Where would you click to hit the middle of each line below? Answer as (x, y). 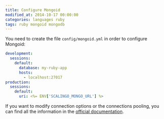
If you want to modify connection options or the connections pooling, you (82, 106)
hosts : (26, 73)
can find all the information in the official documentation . (64, 111)
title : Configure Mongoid (33, 10)
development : (19, 54)
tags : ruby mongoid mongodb (35, 24)
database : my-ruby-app (43, 68)
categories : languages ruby (35, 19)
